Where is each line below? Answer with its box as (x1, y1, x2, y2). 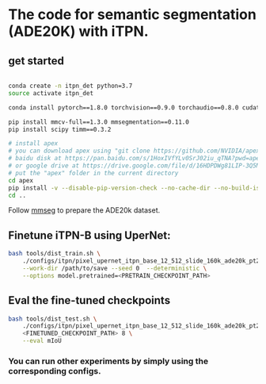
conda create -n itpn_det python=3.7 (8, 82, 133, 90)
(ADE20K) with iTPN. (8, 22, 149, 40)
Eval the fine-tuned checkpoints (8, 294, 171, 307)
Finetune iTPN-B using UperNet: (8, 228, 171, 242)
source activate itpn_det (8, 89, 93, 97)
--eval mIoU (22, 337, 62, 345)
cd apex (8, 176, 34, 184)
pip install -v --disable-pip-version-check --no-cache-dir (8, 184, 211, 192)
